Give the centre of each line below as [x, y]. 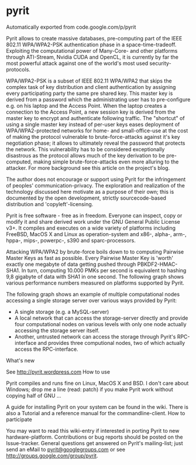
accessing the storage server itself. [57, 330]
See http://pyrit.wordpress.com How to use [58, 372]
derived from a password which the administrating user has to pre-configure [98, 99]
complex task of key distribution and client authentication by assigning [91, 87]
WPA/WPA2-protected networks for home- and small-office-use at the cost [97, 131]
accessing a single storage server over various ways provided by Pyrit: [92, 300]
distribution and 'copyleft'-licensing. [50, 204]
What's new [20, 360]
